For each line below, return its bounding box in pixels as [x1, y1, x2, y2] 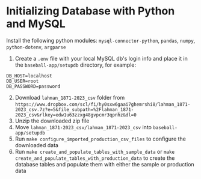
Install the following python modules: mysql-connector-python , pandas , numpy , [6, 37, 196, 44]
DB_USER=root [6, 78, 39, 84]
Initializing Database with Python [6, 4, 175, 18]
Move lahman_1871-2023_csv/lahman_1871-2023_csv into [14, 123, 152, 130]
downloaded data [14, 141, 59, 148]
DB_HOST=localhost [6, 73, 52, 79]
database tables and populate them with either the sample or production [14, 160, 194, 168]
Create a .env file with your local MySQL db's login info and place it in [14, 55, 188, 62]
